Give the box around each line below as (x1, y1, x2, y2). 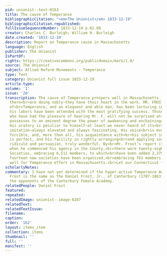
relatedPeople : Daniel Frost (5, 183, 66, 188)
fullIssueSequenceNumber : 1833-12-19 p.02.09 (5, 26, 101, 31)
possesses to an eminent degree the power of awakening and (9, 118, 137, 124)
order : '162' (5, 220, 32, 226)
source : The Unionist (5, 63, 50, 68)
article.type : (5, 81, 35, 86)
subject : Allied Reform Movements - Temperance (5, 68, 106, 73)
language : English (5, 44, 43, 49)
